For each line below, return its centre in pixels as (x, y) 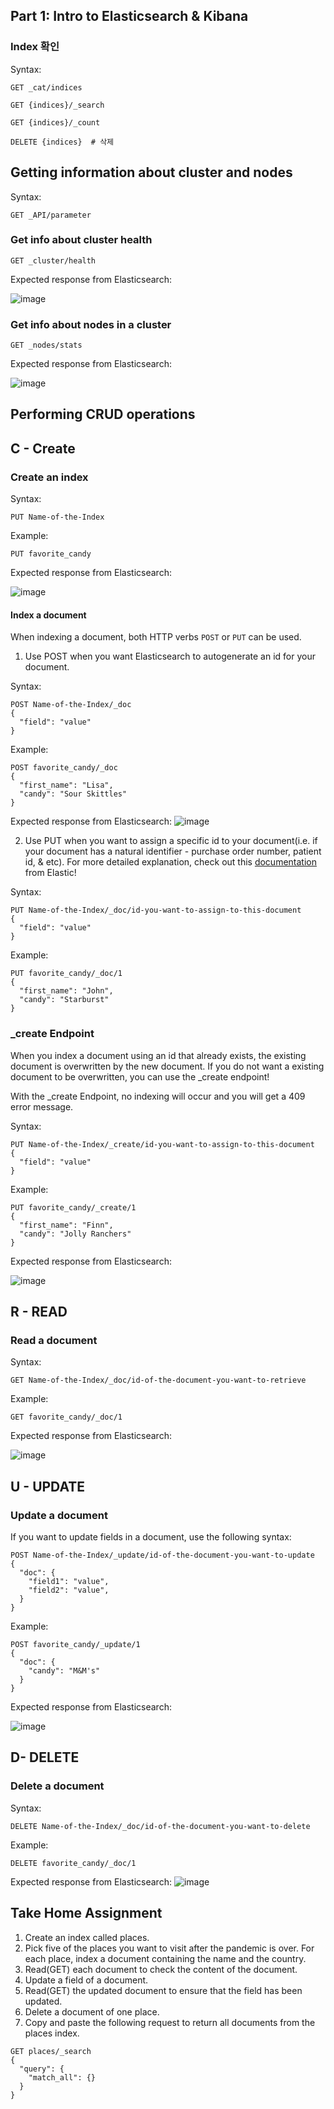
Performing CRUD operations (103, 414)
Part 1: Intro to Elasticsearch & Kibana (129, 16)
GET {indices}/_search (57, 105)
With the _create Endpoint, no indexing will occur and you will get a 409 (158, 1096)
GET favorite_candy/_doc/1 (66, 1417)
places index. (52, 2033)
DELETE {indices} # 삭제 (62, 142)
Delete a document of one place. (92, 2011)
